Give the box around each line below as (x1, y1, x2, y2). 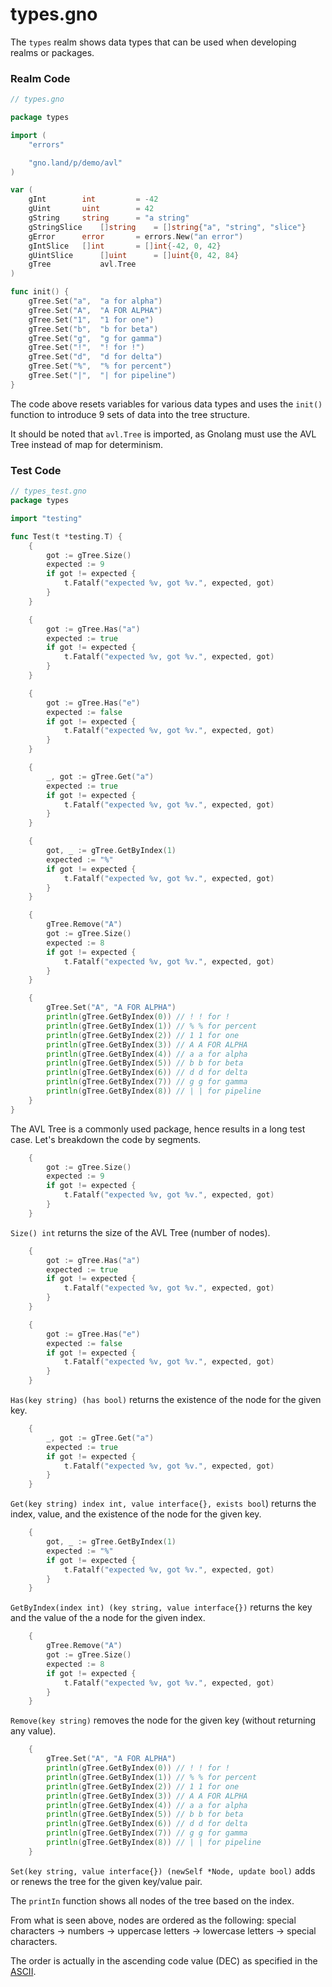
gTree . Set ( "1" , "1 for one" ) (28, 314, 155, 325)
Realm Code (10, 71, 71, 85)
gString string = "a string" (28, 213, 190, 223)
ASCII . (10, 1965, 37, 1977)
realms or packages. (10, 46, 95, 58)
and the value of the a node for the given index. (10, 1612, 206, 1624)
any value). (10, 1725, 57, 1737)
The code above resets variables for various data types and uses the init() (10, 398, 323, 410)
